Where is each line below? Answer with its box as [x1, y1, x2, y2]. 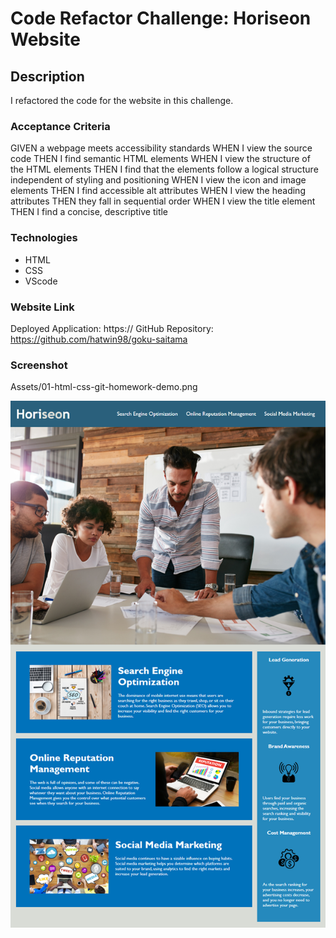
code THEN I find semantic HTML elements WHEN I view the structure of [10, 153, 311, 165]
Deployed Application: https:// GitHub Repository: [10, 322, 214, 334]
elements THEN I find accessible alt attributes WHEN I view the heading [10, 185, 306, 197]
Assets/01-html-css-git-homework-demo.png [10, 381, 198, 393]
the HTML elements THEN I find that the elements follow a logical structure [10, 163, 319, 176]
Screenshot [10, 358, 68, 372]
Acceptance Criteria [10, 119, 111, 133]
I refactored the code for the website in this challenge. [10, 95, 234, 106]
